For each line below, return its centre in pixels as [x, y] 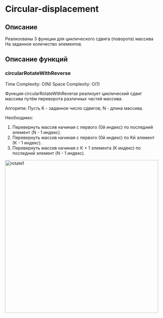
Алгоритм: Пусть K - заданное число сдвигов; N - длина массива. [74, 108]
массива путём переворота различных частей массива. [64, 98]
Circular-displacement [52, 9]
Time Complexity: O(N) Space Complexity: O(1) [53, 84]
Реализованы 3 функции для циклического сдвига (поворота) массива [79, 39]
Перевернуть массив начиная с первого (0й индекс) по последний [82, 127]
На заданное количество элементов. [44, 44]
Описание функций [36, 59]
